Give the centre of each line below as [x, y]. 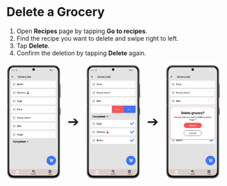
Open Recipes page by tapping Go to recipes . [82, 31]
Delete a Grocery [56, 12]
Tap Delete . [33, 45]
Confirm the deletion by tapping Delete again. [81, 53]
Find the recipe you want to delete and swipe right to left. [97, 38]
